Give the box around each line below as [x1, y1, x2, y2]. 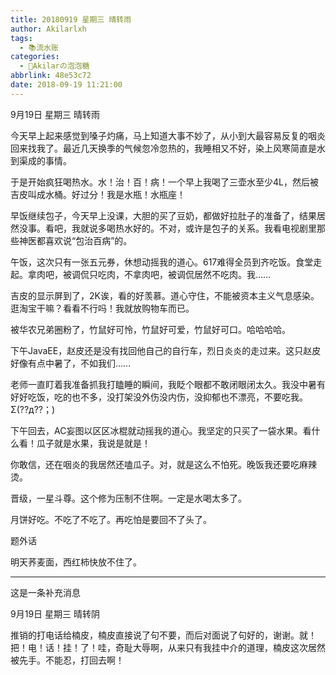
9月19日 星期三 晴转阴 [10, 607, 100, 620]
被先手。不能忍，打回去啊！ [10, 654, 125, 666]
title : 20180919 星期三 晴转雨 [10, 14, 132, 25]
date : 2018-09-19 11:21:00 [10, 80, 123, 90]
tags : [10, 33, 33, 43]
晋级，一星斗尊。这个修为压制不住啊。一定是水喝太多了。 [10, 492, 247, 504]
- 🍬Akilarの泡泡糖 [19, 61, 90, 71]
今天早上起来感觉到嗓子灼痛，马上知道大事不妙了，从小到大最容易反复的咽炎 [10, 129, 326, 141]
